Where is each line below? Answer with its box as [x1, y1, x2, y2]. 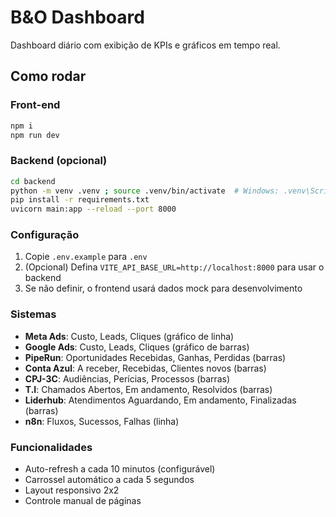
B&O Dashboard [10, 6, 145, 29]
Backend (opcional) [10, 154, 108, 168]
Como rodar [10, 68, 87, 85]
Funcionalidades [10, 440, 93, 454]
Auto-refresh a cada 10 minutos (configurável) [24, 463, 216, 475]
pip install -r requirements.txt [10, 195, 150, 205]
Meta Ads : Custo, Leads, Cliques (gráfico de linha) [24, 330, 235, 342]
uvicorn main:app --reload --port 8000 [10, 204, 177, 215]
